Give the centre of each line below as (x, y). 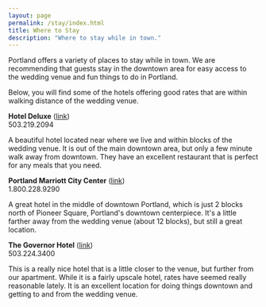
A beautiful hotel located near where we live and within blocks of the (120, 140)
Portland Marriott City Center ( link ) (67, 181)
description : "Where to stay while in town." (85, 38)
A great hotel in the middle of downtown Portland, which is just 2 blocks (126, 205)
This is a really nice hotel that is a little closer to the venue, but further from (131, 269)
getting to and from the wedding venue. (73, 294)
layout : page (30, 15)
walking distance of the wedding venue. (73, 101)
